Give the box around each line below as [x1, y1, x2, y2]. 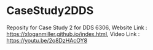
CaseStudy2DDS [6, 4, 94, 18]
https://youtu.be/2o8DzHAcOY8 [6, 37, 88, 44]
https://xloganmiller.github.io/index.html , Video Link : [6, 30, 140, 37]
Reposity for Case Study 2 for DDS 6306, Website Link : [6, 24, 147, 31]
